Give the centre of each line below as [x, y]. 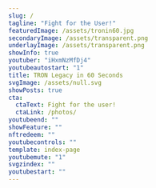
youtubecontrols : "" [43, 142]
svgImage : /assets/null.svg [55, 82]
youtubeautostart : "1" [46, 68]
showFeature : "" [35, 127]
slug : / [21, 16]
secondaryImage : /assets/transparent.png [78, 38]
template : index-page [44, 150]
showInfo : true [34, 53]
